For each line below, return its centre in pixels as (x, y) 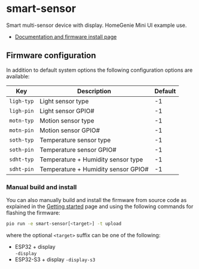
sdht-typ (22, 159)
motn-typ (22, 120)
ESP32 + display (35, 246)
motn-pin (22, 130)
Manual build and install (42, 187)
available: (18, 76)
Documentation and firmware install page (66, 36)
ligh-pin (22, 111)
